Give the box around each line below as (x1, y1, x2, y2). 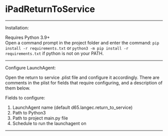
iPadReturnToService (5, 3, 95, 15)
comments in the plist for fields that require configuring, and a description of (5, 79, 162, 85)
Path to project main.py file (12, 115, 68, 121)
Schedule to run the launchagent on (12, 120, 86, 126)
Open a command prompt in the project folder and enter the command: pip (5, 39, 159, 45)
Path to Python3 (12, 109, 46, 115)
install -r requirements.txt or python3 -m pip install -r (5, 45, 128, 51)
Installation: (5, 24, 29, 30)
